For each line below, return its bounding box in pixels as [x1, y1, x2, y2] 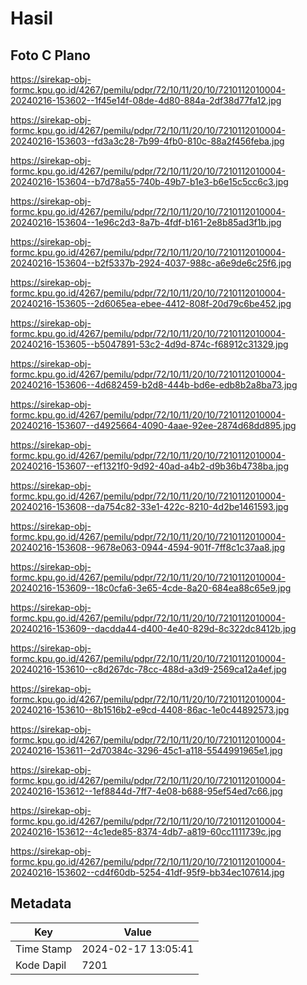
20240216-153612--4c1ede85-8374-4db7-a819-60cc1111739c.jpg [10, 826, 282, 837]
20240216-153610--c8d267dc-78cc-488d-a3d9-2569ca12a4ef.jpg [10, 663, 287, 675]
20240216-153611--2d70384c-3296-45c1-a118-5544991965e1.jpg [10, 745, 283, 756]
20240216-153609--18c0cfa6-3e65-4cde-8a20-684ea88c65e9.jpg [10, 582, 292, 594]
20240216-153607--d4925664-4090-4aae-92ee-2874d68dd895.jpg [10, 420, 297, 431]
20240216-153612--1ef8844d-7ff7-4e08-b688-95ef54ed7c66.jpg [10, 785, 283, 797]
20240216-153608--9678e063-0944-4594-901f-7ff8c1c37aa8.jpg [10, 542, 286, 553]
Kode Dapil [15, 958, 67, 972]
